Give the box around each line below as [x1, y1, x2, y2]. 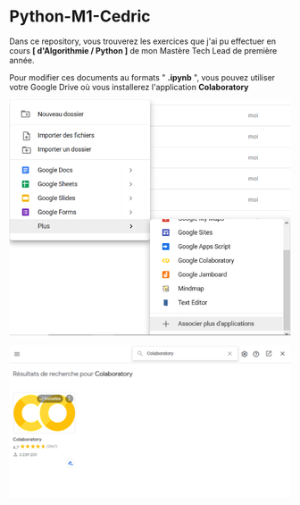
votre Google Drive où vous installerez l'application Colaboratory [9, 81, 249, 92]
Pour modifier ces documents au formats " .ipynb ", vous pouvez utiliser [9, 72, 275, 82]
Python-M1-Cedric [9, 6, 151, 27]
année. [9, 55, 35, 65]
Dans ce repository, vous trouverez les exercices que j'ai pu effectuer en [9, 36, 277, 46]
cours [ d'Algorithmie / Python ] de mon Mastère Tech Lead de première [9, 45, 278, 55]
